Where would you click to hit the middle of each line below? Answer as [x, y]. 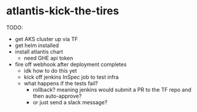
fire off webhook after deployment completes [71, 64]
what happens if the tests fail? [61, 83]
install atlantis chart [39, 51]
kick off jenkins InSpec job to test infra [71, 77]
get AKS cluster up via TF [46, 39]
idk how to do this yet [50, 70]
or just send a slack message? [70, 102]
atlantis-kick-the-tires [63, 11]
